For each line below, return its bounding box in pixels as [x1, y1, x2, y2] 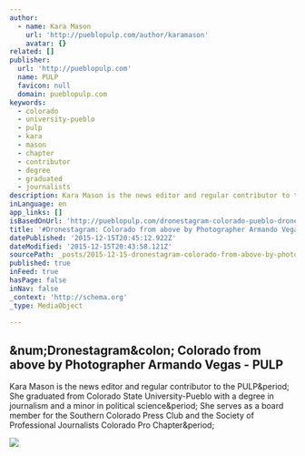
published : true [9, 258, 71, 269]
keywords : [9, 97, 47, 107]
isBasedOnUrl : [9, 216, 64, 226]
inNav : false [9, 284, 59, 293]
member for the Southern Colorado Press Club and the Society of [9, 410, 254, 421]
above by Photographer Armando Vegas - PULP [9, 357, 284, 372]
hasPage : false [9, 276, 67, 285]
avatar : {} [25, 38, 67, 48]
